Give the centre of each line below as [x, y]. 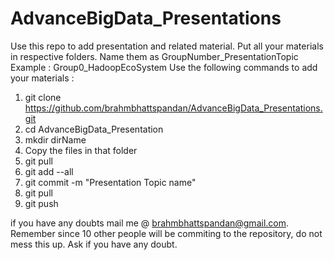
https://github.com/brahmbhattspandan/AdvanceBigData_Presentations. [173, 108]
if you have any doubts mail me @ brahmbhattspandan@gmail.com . [150, 223]
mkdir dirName [55, 139]
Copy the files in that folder [81, 150]
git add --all [49, 171]
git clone [43, 97]
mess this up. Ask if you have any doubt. [94, 244]
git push [41, 203]
